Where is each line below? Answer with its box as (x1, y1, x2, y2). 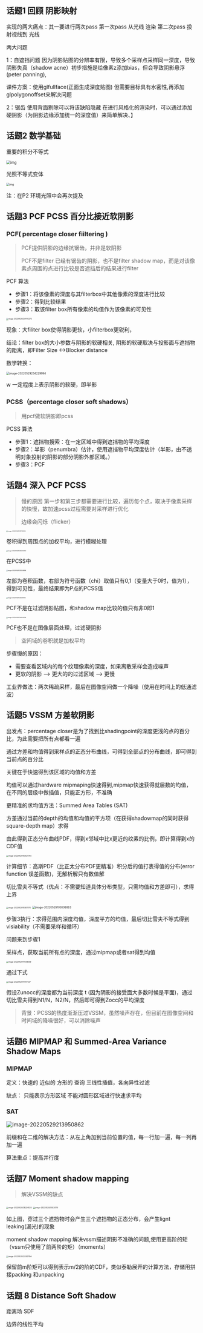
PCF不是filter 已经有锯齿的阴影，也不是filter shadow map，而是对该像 (21, 257, 195, 265)
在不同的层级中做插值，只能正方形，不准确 (6, 788, 112, 796)
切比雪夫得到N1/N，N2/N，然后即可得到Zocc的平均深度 (6, 996, 145, 1004)
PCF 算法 (6, 278, 29, 285)
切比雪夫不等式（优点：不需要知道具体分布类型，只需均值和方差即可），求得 (6, 883, 195, 890)
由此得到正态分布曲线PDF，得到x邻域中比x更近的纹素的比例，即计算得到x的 (6, 835, 195, 842)
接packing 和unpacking (6, 1271, 65, 1278)
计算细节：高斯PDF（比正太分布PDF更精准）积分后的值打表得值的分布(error (6, 862, 195, 869)
